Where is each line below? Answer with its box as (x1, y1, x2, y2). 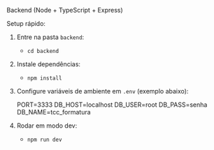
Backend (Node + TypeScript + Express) (6, 6, 123, 14)
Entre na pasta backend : (16, 33, 85, 41)
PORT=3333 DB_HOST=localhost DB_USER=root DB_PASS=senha (16, 100, 208, 109)
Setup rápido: (6, 20, 46, 27)
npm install (27, 75, 62, 82)
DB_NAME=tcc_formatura (16, 108, 92, 116)
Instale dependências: (16, 60, 81, 68)
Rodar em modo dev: (16, 121, 78, 130)
